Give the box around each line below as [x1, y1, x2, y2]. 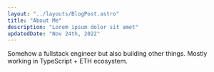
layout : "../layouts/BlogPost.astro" [7, 10, 120, 18]
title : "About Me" [7, 17, 62, 24]
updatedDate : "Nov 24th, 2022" [7, 30, 101, 37]
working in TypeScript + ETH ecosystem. [7, 57, 128, 66]
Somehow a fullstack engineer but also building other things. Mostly [7, 49, 208, 58]
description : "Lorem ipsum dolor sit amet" [7, 23, 139, 30]
